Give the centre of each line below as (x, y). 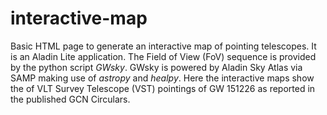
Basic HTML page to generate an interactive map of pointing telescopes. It (163, 46)
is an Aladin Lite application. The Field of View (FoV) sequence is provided (163, 56)
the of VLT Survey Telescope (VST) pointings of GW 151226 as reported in (163, 88)
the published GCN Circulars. (70, 99)
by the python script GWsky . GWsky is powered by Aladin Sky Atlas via (156, 67)
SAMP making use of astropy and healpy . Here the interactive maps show (162, 78)
